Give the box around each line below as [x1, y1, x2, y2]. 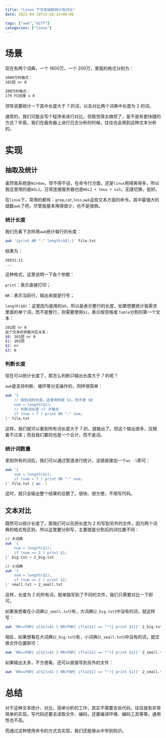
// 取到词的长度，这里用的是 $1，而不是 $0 [14, 398, 93, 403]
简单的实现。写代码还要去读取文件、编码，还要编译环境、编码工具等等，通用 [5, 711, 161, 717]
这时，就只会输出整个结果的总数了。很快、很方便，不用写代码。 [5, 491, 135, 497]
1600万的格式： [5, 75, 33, 80]
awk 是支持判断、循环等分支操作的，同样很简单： [5, 383, 103, 389]
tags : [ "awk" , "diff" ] [5, 21, 50, 26]
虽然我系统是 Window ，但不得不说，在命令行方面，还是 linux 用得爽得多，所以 [5, 180, 160, 186]
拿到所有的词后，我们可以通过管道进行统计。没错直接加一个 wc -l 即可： [5, 457, 151, 463]
